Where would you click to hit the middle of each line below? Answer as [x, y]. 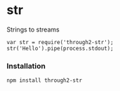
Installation [26, 66]
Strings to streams [33, 29]
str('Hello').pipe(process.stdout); [60, 48]
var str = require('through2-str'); [60, 42]
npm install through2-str [44, 80]
